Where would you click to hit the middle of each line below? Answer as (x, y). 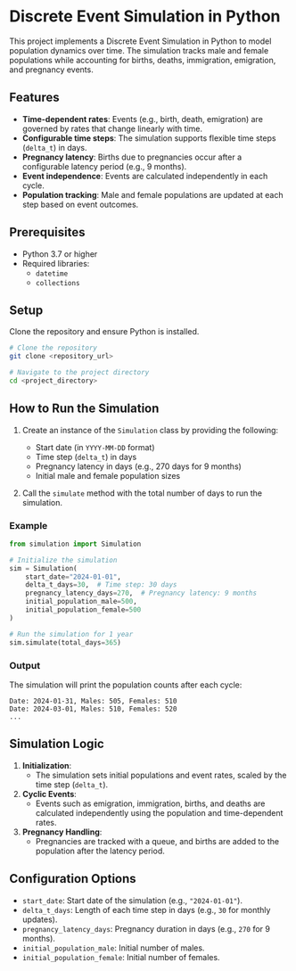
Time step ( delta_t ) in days (86, 457)
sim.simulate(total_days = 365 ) (66, 642)
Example (29, 525)
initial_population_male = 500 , (82, 602)
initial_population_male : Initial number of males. (113, 948)
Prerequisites (47, 232)
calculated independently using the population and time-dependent (159, 812)
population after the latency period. (100, 851)
